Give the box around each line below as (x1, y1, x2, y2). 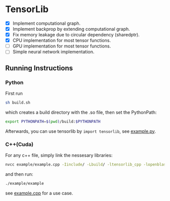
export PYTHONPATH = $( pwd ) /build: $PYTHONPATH (5, 119, 101, 124)
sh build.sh (5, 100, 30, 105)
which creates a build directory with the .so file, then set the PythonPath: (5, 109, 157, 115)
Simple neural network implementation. (12, 49, 95, 55)
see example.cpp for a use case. (5, 190, 73, 196)
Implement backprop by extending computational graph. (12, 26, 130, 32)
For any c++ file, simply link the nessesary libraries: (5, 153, 113, 159)
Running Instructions (5, 64, 73, 72)
